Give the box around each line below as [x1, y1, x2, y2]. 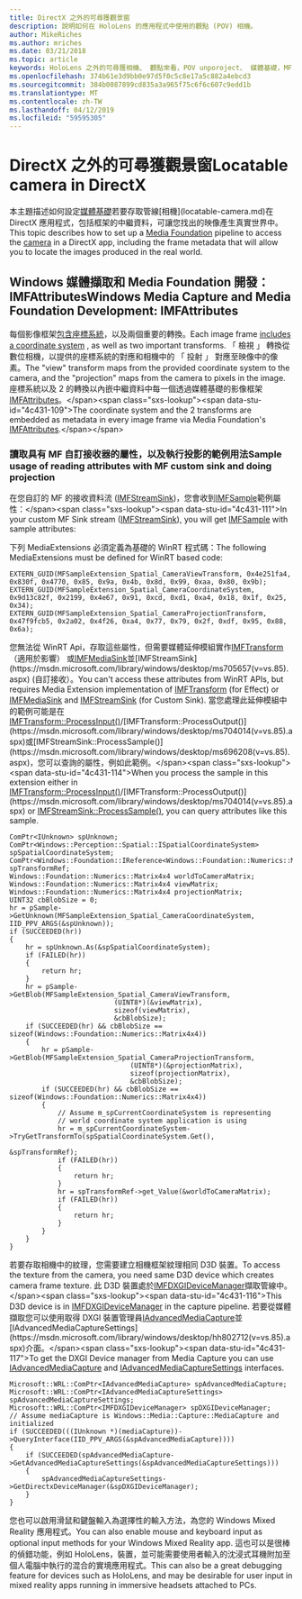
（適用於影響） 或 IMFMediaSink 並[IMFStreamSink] [9, 653, 198, 664]
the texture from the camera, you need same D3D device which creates [9, 1269, 274, 1280]
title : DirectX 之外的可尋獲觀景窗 [9, 13, 130, 23]
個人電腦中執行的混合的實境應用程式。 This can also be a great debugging [9, 1560, 282, 1571]
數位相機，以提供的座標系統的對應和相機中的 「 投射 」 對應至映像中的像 [9, 350, 279, 361]
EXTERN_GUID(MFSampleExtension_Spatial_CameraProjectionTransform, [9, 609, 268, 618]
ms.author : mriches [9, 38, 83, 48]
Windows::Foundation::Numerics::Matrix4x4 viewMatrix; [9, 880, 219, 889]
